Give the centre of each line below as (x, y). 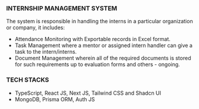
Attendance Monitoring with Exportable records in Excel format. (93, 39)
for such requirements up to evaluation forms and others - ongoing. (97, 64)
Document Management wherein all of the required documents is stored (103, 58)
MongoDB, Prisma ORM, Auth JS (55, 99)
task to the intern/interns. (46, 52)
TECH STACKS (28, 80)
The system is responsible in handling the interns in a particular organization (99, 21)
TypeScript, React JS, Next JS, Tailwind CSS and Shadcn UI (88, 93)
